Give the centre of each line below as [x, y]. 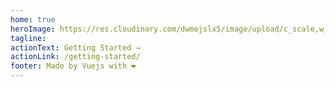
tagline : [28, 38]
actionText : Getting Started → [75, 47]
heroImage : [33, 29]
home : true [33, 19]
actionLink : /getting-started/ [75, 57]
